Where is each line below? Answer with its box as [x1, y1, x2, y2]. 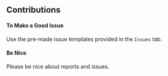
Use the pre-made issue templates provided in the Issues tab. [6, 35, 162, 43]
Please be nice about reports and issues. [6, 63, 110, 70]
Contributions [6, 5, 61, 15]
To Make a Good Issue [6, 21, 64, 29]
